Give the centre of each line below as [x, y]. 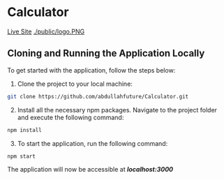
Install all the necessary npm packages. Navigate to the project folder [117, 110]
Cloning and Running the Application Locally [106, 53]
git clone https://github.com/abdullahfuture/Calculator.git [98, 96]
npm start [22, 156]
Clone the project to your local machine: [75, 84]
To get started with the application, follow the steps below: [91, 70]
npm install [24, 130]
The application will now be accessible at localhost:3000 [90, 170]
